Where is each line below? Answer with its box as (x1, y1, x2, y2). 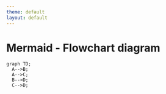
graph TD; (6, 61, 32, 67)
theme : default (6, 9, 45, 15)
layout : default (6, 15, 48, 21)
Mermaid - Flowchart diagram (6, 41, 161, 55)
